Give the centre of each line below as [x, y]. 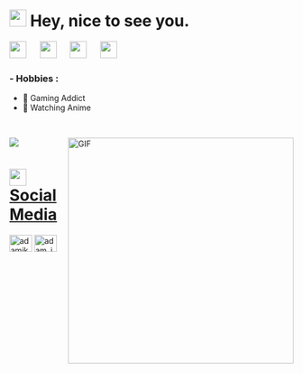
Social [33, 196]
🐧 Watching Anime [57, 107]
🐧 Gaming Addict [54, 98]
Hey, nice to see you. [110, 21]
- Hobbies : [34, 79]
